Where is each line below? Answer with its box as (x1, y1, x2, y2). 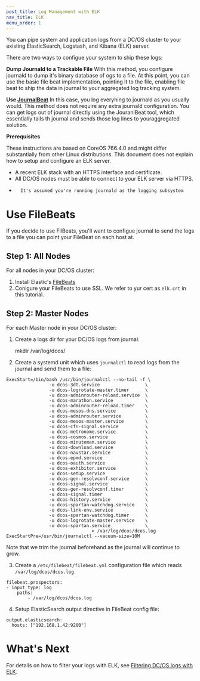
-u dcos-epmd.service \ (48, 454, 148, 461)
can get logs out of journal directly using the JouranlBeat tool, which (6, 109, 174, 116)
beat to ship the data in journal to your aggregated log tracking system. (6, 85, 181, 92)
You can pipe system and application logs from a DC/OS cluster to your (6, 36, 181, 44)
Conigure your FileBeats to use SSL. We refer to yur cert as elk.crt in (14, 284, 186, 292)
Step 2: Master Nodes (6, 308, 89, 318)
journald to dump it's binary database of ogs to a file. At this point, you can (6, 72, 190, 79)
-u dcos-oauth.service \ (48, 460, 148, 466)
